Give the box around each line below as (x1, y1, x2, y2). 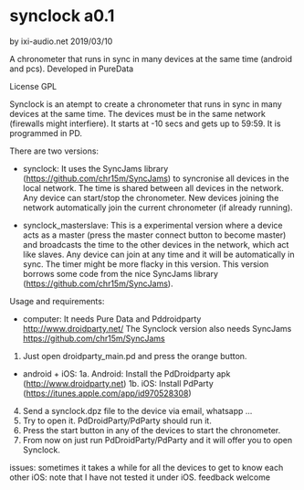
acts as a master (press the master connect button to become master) (22, 229, 287, 240)
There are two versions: (9, 145, 99, 156)
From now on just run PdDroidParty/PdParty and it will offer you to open (22, 434, 293, 445)
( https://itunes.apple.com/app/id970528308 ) (22, 388, 192, 399)
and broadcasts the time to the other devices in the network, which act (22, 239, 289, 250)
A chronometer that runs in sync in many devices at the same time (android (9, 53, 292, 64)
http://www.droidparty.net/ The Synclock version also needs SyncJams (22, 323, 292, 334)
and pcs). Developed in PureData (9, 63, 134, 74)
